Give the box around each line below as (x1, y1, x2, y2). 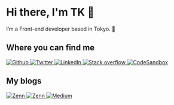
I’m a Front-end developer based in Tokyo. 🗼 (6, 25, 115, 32)
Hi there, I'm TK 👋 (6, 5, 94, 19)
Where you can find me (6, 43, 95, 53)
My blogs (6, 76, 42, 86)
